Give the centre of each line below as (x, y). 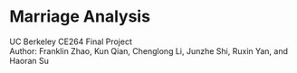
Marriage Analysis (80, 17)
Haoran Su (29, 60)
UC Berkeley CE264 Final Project (71, 41)
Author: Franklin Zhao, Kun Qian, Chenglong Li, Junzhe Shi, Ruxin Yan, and (148, 50)
